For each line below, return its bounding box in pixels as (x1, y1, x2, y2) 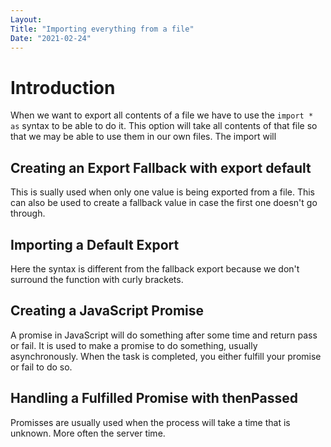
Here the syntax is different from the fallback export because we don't (10, 262, 300, 275)
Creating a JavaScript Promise (10, 302, 205, 320)
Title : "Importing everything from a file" (10, 24, 195, 34)
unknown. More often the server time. (10, 427, 166, 439)
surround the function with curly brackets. (10, 273, 184, 285)
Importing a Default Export (10, 236, 180, 253)
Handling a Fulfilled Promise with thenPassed (10, 390, 298, 407)
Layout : (10, 14, 43, 25)
